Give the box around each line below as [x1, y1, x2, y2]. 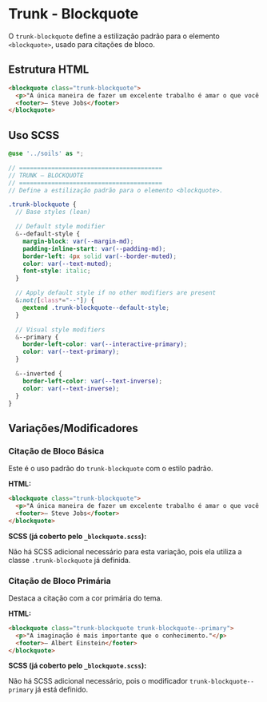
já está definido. [35, 684, 89, 695]
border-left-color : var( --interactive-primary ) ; [22, 340, 188, 348]
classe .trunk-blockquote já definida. [8, 555, 131, 565]
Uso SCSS [8, 129, 60, 142]
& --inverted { [15, 370, 62, 378]
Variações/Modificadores [8, 421, 138, 435]
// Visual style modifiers [15, 325, 106, 334]
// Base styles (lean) [15, 208, 91, 216]
